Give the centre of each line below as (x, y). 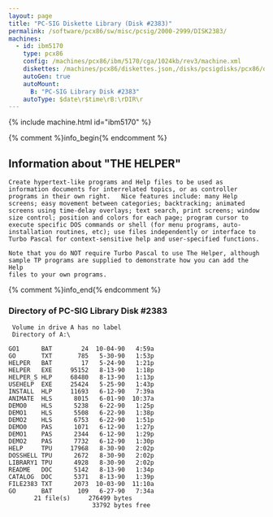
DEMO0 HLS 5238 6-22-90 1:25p (81, 406)
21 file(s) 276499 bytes (83, 498)
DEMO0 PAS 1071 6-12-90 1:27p (81, 428)
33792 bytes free (121, 506)
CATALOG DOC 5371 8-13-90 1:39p (81, 477)
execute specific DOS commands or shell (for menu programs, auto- (125, 225)
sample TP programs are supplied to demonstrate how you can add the (129, 261)
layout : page (30, 16)
